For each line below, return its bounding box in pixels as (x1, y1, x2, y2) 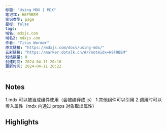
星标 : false (5, 21, 29, 27)
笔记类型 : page (5, 17, 35, 22)
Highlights (5, 118, 39, 126)
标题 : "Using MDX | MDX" (5, 7, 56, 13)
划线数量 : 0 (5, 54, 28, 60)
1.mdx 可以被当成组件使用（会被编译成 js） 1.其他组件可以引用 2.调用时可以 (5, 97, 162, 103)
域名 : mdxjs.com (5, 31, 38, 36)
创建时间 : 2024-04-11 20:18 (5, 59, 62, 64)
